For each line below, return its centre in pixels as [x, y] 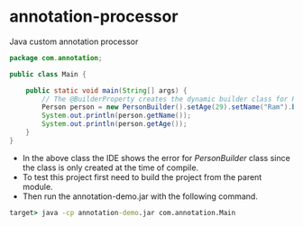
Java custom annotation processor [74, 41]
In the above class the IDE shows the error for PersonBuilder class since [156, 158]
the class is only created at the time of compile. [110, 167]
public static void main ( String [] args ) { [106, 90]
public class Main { [48, 74]
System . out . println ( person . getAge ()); [115, 124]
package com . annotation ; [56, 58]
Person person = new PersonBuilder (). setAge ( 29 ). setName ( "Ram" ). [167, 107]
